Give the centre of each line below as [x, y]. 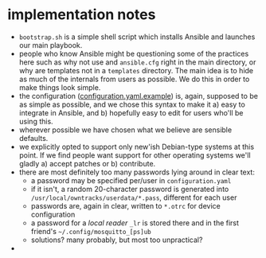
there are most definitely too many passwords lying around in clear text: [137, 172]
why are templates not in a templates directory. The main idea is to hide [136, 70]
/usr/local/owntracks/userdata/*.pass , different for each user [134, 197]
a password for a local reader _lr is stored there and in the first [135, 223]
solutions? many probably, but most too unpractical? [117, 240]
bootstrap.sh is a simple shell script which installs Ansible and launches [137, 37]
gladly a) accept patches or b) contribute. [87, 163]
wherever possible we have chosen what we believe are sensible [125, 130]
